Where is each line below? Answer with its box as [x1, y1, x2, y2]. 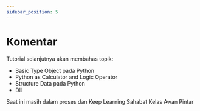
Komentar [6, 35, 58, 49]
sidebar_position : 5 [6, 8, 59, 15]
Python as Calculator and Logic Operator [15, 73, 118, 81]
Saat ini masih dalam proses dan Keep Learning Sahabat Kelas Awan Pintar [6, 98, 194, 105]
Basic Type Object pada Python [15, 67, 95, 74]
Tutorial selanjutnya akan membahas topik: [6, 55, 114, 62]
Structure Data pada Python [15, 79, 85, 87]
